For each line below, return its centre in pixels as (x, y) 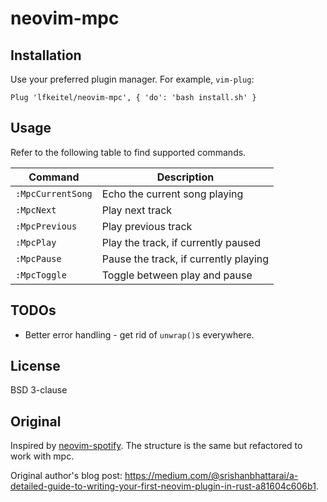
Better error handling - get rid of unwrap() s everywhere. (139, 334)
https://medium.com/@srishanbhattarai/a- (211, 476)
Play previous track (147, 226)
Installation (46, 55)
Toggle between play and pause (177, 275)
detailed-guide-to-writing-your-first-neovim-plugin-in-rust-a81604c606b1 (163, 486)
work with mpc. (42, 456)
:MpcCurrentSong (54, 193)
